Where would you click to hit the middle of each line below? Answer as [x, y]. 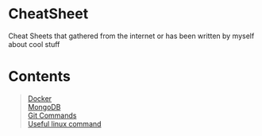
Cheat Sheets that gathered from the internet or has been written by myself [131, 36]
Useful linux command [64, 123]
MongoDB [44, 107]
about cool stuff [34, 44]
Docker [40, 98]
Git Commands [52, 115]
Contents [40, 77]
